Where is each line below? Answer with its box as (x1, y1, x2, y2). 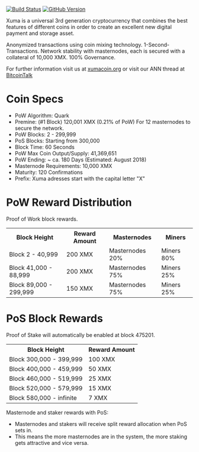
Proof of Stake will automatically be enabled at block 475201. (6, 331, 155, 338)
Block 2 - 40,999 (9, 250, 58, 258)
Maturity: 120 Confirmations (14, 168, 83, 176)
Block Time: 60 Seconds (14, 143, 75, 151)
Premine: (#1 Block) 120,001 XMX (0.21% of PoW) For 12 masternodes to (14, 118, 191, 125)
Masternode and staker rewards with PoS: (6, 409, 108, 416)
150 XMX (66, 284, 94, 292)
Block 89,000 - (9, 281, 53, 289)
